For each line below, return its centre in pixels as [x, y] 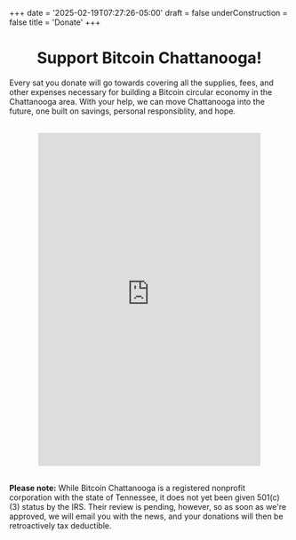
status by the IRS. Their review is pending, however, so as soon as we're [154, 506]
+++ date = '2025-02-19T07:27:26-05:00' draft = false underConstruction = [148, 13]
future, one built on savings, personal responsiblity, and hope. [123, 111]
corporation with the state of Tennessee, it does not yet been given [132, 497]
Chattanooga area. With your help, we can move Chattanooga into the [137, 101]
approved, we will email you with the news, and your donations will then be [146, 516]
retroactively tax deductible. [61, 525]
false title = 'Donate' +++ [55, 22]
